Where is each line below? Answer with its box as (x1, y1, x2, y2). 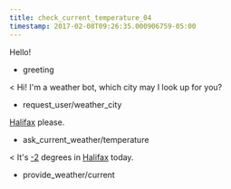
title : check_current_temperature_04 (9, 13, 152, 23)
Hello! (9, 46, 32, 57)
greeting (22, 64, 54, 75)
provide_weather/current (22, 169, 115, 180)
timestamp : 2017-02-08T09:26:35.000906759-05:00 (9, 22, 197, 31)
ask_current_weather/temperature (22, 134, 149, 145)
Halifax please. (9, 117, 65, 128)
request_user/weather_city (22, 99, 122, 109)
